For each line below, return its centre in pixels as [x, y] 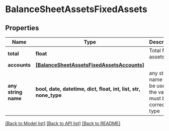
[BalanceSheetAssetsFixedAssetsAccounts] [90, 65]
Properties [22, 28]
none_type [49, 95]
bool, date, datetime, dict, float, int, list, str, [88, 89]
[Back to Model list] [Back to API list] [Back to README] [63, 123]
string [15, 92]
